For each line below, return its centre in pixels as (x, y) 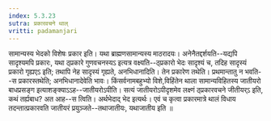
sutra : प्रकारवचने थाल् (38, 23)
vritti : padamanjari (43, 31)
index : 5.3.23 (32, 16)
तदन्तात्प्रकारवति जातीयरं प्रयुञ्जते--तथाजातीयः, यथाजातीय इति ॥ (91, 108)
